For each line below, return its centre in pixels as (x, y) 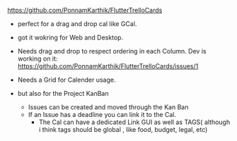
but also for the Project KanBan (63, 93)
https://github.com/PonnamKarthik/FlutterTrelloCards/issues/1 (108, 66)
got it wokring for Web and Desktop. (70, 37)
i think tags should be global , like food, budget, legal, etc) (123, 129)
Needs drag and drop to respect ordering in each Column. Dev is (112, 51)
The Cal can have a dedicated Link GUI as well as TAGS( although (134, 122)
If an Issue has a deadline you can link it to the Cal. (102, 115)
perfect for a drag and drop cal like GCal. (77, 24)
